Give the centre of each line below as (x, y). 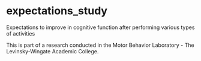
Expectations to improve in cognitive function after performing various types (100, 27)
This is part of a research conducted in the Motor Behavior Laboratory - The (100, 45)
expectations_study (57, 11)
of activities (21, 33)
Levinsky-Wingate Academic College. (52, 51)
